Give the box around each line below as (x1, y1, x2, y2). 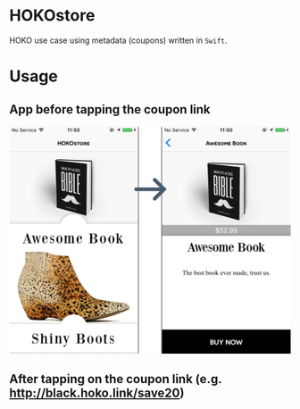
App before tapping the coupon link (9, 102, 212, 117)
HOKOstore (9, 5, 96, 26)
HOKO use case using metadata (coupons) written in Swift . (9, 35, 228, 46)
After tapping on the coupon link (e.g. (9, 371, 222, 387)
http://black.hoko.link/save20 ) (9, 385, 185, 400)
